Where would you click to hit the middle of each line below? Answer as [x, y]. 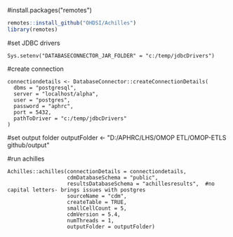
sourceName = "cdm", [97, 196]
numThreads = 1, [91, 220]
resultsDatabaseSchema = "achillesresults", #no [141, 184]
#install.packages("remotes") [50, 10]
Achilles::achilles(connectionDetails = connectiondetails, [97, 171]
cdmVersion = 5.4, [94, 214]
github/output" [28, 145]
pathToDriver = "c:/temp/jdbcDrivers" [71, 118]
